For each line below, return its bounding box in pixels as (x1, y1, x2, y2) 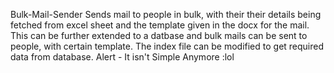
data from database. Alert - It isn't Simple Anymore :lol (10, 51, 235, 63)
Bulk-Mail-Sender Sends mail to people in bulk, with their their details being (10, 9, 322, 20)
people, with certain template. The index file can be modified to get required (10, 40, 325, 52)
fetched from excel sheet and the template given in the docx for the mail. (10, 19, 310, 31)
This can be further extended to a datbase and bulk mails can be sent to (10, 30, 308, 41)
